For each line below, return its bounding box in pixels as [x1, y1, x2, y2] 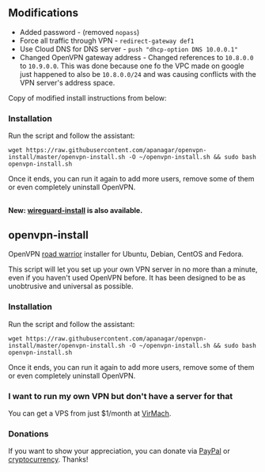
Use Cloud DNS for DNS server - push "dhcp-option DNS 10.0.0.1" [19, 44, 239, 54]
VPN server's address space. [19, 78, 115, 87]
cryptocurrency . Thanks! [8, 455, 89, 464]
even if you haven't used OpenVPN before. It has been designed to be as [8, 273, 246, 283]
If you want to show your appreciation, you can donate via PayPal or [8, 447, 231, 456]
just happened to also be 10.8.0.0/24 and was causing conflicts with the [19, 69, 257, 78]
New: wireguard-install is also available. [8, 205, 143, 215]
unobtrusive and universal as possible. [8, 281, 134, 291]
